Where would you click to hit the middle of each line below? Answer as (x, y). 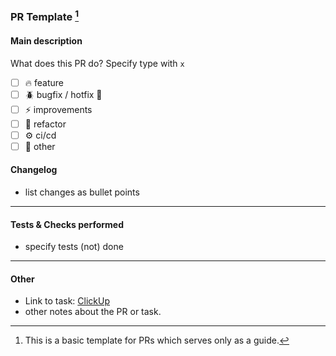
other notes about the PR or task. (93, 312)
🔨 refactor (45, 124)
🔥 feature (44, 82)
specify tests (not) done (74, 247)
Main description (46, 40)
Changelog (34, 170)
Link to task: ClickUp (67, 301)
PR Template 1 (45, 16)
